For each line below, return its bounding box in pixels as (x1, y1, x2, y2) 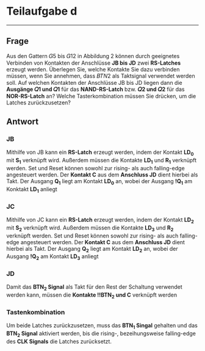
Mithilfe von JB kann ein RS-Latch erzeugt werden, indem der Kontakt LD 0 (6, 148, 194, 157)
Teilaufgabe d (6, 4, 77, 18)
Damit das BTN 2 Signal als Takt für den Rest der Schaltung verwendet (6, 283, 182, 292)
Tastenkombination (6, 308, 65, 316)
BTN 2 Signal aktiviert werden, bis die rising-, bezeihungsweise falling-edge (6, 330, 196, 338)
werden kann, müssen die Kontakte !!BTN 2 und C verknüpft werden (6, 291, 178, 300)
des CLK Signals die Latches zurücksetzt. (6, 338, 112, 345)
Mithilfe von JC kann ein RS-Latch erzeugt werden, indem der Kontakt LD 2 (6, 215, 194, 225)
